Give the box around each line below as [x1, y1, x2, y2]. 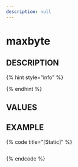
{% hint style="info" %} [6, 74, 64, 81]
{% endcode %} [6, 155, 45, 162]
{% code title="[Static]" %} [6, 138, 73, 146]
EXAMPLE [6, 122, 44, 133]
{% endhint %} [6, 85, 43, 92]
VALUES [6, 102, 37, 113]
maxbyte [6, 34, 51, 48]
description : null [6, 8, 51, 15]
